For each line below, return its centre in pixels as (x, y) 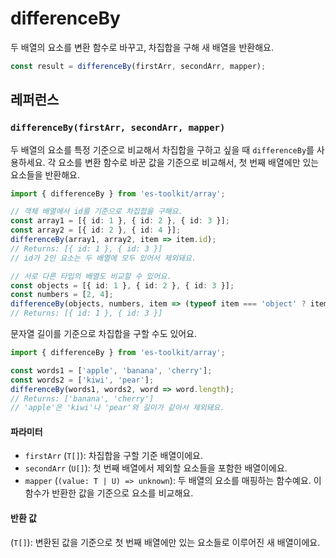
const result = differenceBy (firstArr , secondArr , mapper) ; (138, 66)
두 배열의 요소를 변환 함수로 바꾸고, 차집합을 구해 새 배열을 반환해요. (142, 47)
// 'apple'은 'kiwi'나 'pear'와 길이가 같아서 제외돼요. (117, 408)
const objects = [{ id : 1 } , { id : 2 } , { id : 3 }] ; (122, 285)
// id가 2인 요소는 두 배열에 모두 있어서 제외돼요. (103, 258)
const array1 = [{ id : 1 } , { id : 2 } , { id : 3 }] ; (120, 221)
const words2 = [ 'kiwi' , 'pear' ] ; (82, 380)
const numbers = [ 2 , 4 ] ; (62, 295)
